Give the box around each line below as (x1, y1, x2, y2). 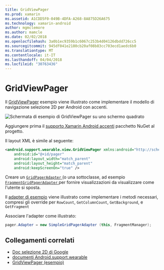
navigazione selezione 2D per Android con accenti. (5, 104, 108, 110)
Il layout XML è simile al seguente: (5, 138, 74, 144)
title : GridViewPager (5, 7, 49, 12)
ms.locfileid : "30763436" (5, 62, 58, 67)
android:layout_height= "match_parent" (14, 161, 93, 166)
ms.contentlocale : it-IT (5, 52, 56, 58)
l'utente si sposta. (5, 184, 41, 191)
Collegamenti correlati (5, 236, 75, 245)
